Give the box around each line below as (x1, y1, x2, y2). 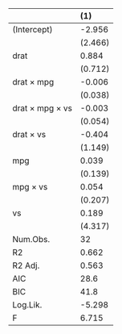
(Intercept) (12, 24, 53, 35)
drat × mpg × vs (12, 102, 73, 114)
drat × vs (12, 129, 47, 140)
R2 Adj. (12, 260, 40, 271)
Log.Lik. (12, 299, 43, 310)
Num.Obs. (12, 234, 51, 244)
